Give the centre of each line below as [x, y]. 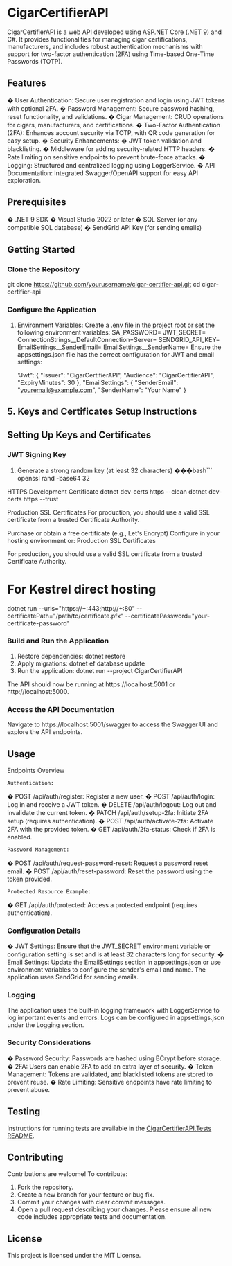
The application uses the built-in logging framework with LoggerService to [113, 1010]
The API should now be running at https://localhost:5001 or [91, 684]
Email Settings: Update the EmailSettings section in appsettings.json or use [114, 962]
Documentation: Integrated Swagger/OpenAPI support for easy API [103, 173]
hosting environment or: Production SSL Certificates [81, 540]
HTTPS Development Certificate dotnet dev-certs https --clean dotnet [107, 491]
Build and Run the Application [58, 641]
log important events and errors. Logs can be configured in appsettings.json [116, 1017]
